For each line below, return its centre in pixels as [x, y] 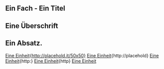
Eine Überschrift [32, 26]
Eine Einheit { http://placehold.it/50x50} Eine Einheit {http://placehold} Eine [82, 55]
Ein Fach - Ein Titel [35, 8]
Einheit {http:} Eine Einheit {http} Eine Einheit [51, 61]
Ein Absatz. [24, 43]
